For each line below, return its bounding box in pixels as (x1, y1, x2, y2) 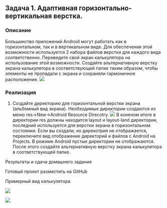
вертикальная (5, 12, 52, 21)
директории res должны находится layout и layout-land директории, (12, 117, 158, 123)
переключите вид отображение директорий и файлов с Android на (12, 133, 155, 139)
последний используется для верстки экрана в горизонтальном (12, 122, 151, 128)
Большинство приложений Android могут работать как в (5, 38, 127, 44)
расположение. (5, 76, 39, 82)
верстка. (53, 12, 83, 21)
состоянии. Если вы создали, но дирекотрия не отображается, (12, 128, 148, 134)
